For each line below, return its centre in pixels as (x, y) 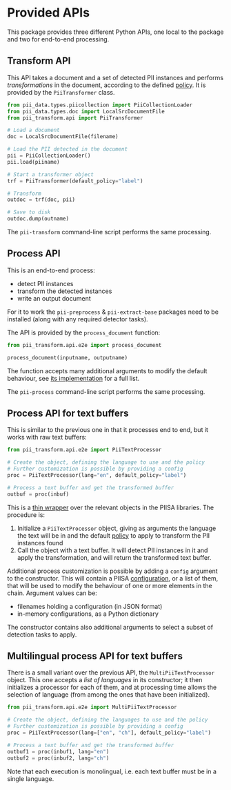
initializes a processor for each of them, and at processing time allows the (112, 687)
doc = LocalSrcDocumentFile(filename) (63, 137)
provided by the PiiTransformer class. (61, 92)
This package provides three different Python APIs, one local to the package (115, 32)
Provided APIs (49, 13)
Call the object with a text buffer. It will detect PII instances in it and (112, 550)
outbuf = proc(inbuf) (38, 494)
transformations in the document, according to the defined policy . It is (107, 85)
